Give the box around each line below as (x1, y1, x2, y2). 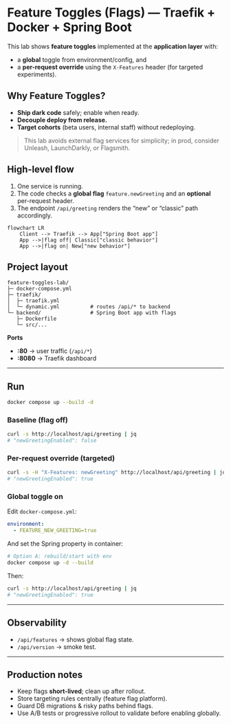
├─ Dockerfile (16, 315, 57, 323)
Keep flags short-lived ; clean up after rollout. (16, 687, 146, 696)
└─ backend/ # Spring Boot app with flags (7, 310, 177, 317)
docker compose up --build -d (7, 399, 94, 406)
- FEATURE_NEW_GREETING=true (13, 527, 97, 534)
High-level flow (7, 164, 74, 175)
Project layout (7, 261, 69, 273)
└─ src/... (16, 321, 48, 328)
